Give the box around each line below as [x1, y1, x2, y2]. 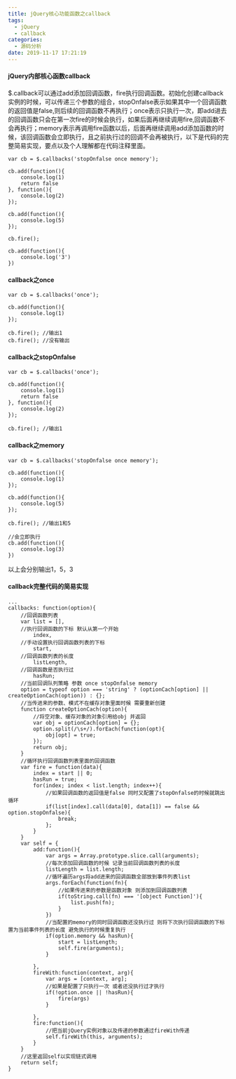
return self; [20, 1059, 59, 1066]
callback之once [8, 275, 55, 284]
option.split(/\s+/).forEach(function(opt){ [33, 725, 165, 732]
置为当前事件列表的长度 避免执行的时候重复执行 [8, 926, 126, 933]
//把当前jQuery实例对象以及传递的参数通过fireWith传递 [45, 1027, 190, 1034]
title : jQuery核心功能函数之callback [8, 10, 111, 18]
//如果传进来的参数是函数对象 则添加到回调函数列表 [57, 887, 188, 894]
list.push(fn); [70, 899, 115, 906]
